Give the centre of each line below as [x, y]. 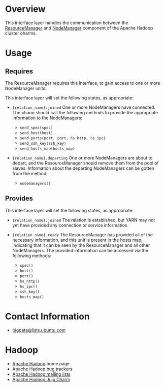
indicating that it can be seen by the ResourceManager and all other [81, 245]
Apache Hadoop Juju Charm [41, 379]
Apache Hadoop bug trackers [42, 369]
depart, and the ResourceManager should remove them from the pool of [85, 163]
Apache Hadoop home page [41, 363]
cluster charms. [21, 33]
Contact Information [48, 316]
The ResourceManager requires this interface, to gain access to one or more [83, 83]
